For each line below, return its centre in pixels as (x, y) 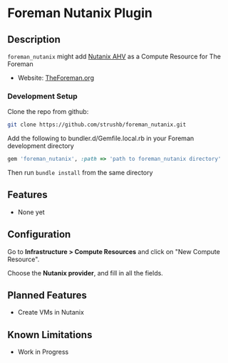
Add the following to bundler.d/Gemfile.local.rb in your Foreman (101, 138)
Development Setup (42, 96)
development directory (41, 146)
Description (34, 40)
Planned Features (47, 296)
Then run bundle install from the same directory (80, 173)
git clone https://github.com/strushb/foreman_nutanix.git (97, 125)
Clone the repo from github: (48, 112)
